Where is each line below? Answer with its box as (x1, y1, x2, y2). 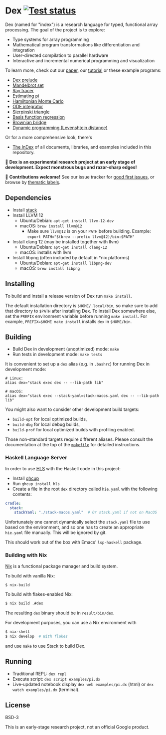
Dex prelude (12, 77, 38, 83)
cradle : (5, 501, 21, 506)
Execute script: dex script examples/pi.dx (12, 676, 101, 682)
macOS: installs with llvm (19, 249, 71, 255)
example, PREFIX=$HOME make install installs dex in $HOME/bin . (5, 318, 132, 324)
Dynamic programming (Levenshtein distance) (12, 125, 108, 131)
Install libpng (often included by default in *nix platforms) (12, 254, 130, 260)
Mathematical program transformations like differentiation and (12, 41, 140, 47)
